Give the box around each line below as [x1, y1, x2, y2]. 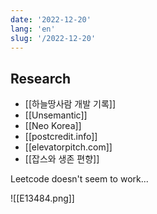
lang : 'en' [10, 24, 56, 34]
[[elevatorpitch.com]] [24, 141, 113, 153]
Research [10, 70, 72, 87]
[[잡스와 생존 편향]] [24, 153, 100, 165]
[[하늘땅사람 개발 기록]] [24, 98, 117, 110]
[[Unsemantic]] [24, 109, 88, 121]
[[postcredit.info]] [24, 131, 98, 143]
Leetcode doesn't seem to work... [10, 173, 149, 185]
